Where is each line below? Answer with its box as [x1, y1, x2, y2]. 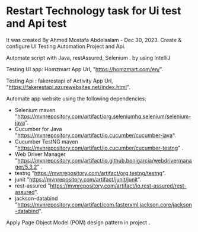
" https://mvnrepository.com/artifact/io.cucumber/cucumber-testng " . [14, 144, 184, 151]
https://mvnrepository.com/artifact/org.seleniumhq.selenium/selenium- [17, 113, 191, 120]
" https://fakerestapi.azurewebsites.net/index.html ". [6, 83, 130, 90]
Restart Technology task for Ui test [6, 4, 181, 18]
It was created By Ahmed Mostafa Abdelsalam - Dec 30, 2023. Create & [6, 36, 182, 43]
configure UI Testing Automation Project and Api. [6, 43, 126, 50]
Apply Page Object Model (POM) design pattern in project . [6, 218, 150, 226]
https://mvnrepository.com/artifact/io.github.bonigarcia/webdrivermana [17, 157, 192, 164]
